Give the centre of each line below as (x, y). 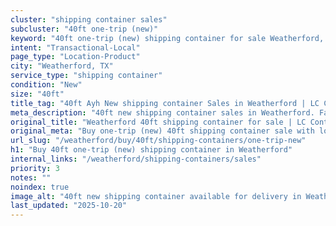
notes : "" (31, 177)
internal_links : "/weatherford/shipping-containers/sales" (136, 159)
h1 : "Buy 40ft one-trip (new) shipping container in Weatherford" (151, 150)
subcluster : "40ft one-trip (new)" (84, 29)
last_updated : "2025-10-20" (69, 206)
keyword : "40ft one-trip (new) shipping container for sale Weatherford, (167, 38)
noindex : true (40, 187)
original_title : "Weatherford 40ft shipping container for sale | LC (158, 122)
